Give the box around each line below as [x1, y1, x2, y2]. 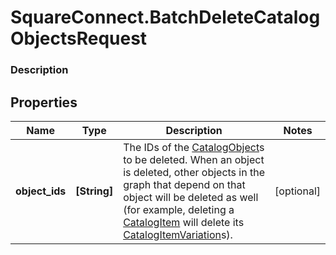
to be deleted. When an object [123, 152, 265, 166]
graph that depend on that [123, 177, 246, 191]
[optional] [274, 184, 321, 198]
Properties [10, 94, 78, 111]
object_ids [15, 184, 67, 198]
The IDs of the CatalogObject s [123, 140, 265, 154]
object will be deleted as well [123, 190, 259, 204]
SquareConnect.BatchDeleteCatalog [10, 6, 321, 29]
